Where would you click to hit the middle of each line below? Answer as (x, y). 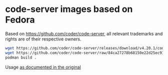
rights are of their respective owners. (43, 39)
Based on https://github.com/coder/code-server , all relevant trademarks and (84, 33)
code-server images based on (69, 9)
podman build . (21, 57)
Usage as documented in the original (43, 67)
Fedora (20, 20)
